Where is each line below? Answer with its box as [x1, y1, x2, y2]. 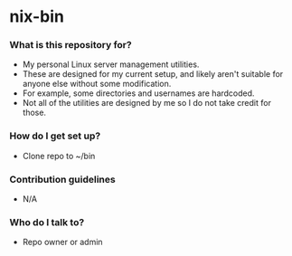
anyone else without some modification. [22, 79, 172, 90]
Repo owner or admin [22, 237, 103, 248]
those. [22, 107, 47, 119]
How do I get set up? [9, 129, 101, 142]
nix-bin [9, 6, 65, 27]
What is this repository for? [9, 39, 133, 52]
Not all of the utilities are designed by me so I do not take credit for [22, 98, 271, 109]
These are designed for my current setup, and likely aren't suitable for [22, 69, 284, 80]
